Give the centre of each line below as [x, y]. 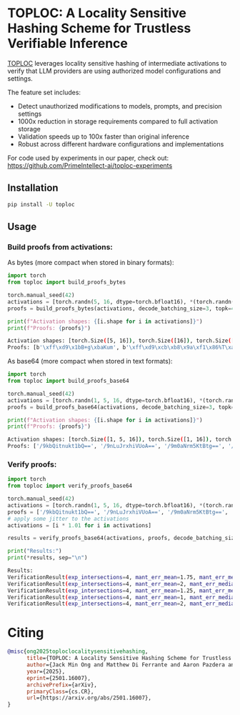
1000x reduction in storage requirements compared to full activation [117, 121]
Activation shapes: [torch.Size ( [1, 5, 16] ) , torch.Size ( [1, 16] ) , [110, 440]
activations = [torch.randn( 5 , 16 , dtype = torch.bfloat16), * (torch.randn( [121, 301]
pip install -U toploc [41, 204]
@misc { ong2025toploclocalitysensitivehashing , [78, 651]
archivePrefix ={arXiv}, [62, 685]
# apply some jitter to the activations [69, 519]
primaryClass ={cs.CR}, [60, 691]
